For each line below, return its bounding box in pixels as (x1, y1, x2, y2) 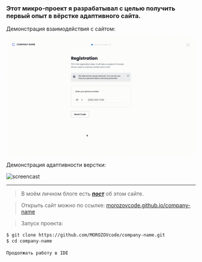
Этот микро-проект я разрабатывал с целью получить (6, 4, 176, 13)
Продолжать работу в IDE (6, 250, 69, 256)
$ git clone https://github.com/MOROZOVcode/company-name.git (6, 232, 165, 238)
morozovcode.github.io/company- (106, 202, 191, 209)
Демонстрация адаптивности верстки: (6, 161, 106, 168)
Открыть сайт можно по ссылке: (20, 202, 105, 209)
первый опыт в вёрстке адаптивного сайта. (6, 11, 141, 20)
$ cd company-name (6, 238, 52, 244)
